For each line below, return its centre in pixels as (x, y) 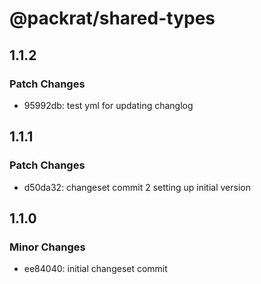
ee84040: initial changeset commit (95, 269)
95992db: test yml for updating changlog (108, 105)
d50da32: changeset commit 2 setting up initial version (137, 187)
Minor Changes (47, 247)
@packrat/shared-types (112, 18)
